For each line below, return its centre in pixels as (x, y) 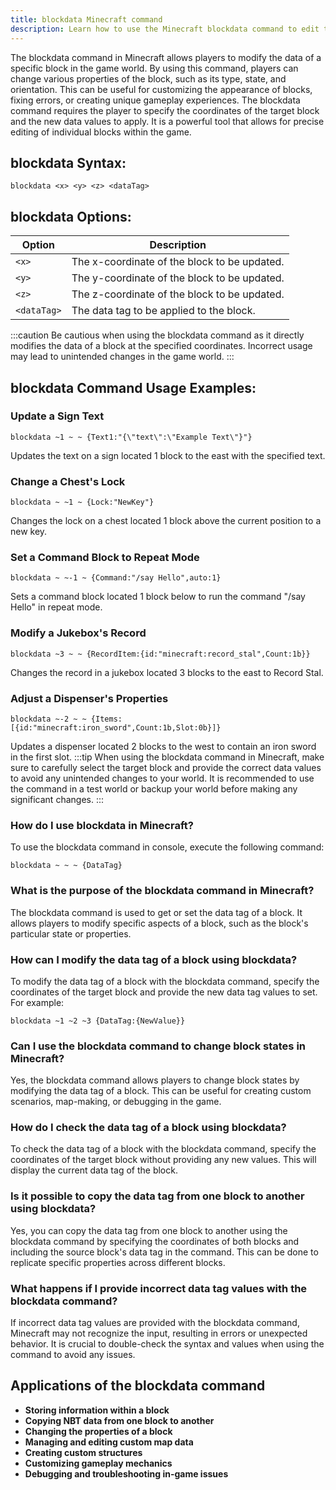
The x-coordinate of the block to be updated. (178, 262)
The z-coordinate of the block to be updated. (178, 294)
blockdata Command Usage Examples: (133, 387)
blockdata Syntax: (68, 162)
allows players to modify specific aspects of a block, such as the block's (159, 923)
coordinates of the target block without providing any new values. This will (163, 1160)
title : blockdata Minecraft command (86, 19)
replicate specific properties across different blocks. (118, 1262)
